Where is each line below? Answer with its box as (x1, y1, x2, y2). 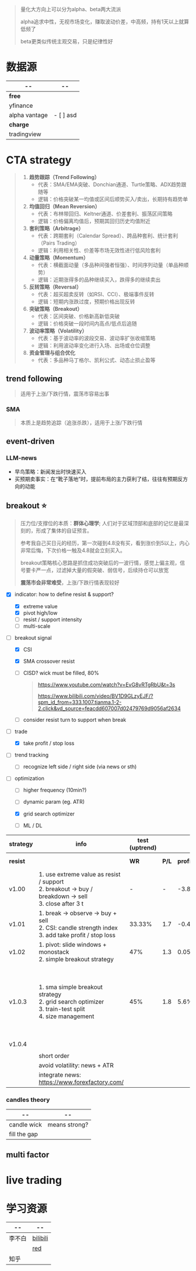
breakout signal (14, 634, 52, 641)
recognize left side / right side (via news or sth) (23, 763, 137, 770)
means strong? (47, 1121, 89, 1129)
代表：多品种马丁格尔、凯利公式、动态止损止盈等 (37, 357, 156, 364)
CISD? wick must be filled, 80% (23, 669, 99, 676)
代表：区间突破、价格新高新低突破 (37, 313, 120, 320)
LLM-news (6, 454, 37, 462)
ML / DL (23, 822, 43, 829)
